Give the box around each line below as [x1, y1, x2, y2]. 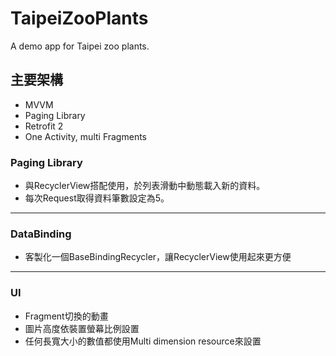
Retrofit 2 [24, 120, 64, 132]
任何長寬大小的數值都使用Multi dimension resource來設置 [24, 335, 262, 347]
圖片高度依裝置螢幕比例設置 [24, 322, 140, 334]
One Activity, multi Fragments [24, 130, 147, 142]
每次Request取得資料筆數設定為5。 [24, 192, 170, 204]
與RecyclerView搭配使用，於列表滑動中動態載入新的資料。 [24, 180, 266, 192]
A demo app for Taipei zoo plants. [10, 40, 150, 52]
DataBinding [10, 227, 72, 241]
